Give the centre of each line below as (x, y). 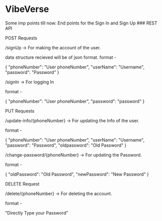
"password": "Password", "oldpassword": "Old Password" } (66, 145)
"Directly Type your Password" (37, 213)
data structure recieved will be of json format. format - (61, 57)
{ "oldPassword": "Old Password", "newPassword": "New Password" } (77, 174)
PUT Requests (20, 111)
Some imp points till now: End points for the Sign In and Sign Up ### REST (81, 23)
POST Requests (21, 38)
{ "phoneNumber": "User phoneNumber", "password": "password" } (75, 101)
